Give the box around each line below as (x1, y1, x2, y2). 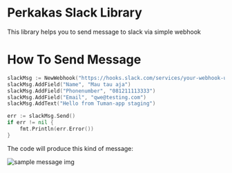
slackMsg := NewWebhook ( (7, 74, 79, 81)
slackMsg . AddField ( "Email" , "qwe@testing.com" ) (7, 94, 147, 101)
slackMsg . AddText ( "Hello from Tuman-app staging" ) (7, 100, 156, 108)
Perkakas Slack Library (7, 5, 143, 21)
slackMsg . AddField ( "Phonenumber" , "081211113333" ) (7, 88, 156, 94)
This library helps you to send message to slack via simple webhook (7, 28, 202, 36)
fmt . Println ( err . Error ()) (19, 125, 95, 132)
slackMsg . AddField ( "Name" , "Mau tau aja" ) (7, 81, 131, 88)
